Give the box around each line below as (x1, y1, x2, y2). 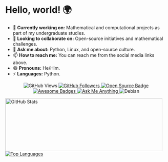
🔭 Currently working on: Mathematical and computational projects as (12, 24, 160, 31)
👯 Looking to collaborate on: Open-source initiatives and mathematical (12, 35, 163, 42)
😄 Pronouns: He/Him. (12, 65, 60, 71)
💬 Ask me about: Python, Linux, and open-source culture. (12, 46, 135, 52)
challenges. (12, 40, 37, 47)
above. (12, 59, 28, 66)
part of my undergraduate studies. (12, 30, 86, 36)
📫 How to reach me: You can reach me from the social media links (12, 52, 155, 58)
